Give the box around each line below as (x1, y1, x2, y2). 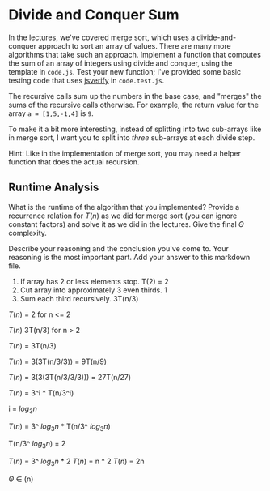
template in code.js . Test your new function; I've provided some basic (8, 66, 241, 76)
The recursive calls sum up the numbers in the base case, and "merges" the (8, 91, 262, 100)
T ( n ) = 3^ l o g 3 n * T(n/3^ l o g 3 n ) (8, 421, 111, 433)
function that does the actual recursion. (8, 156, 140, 167)
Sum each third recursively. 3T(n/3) (19, 293, 139, 303)
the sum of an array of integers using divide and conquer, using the (8, 58, 233, 68)
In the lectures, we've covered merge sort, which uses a (8, 32, 196, 42)
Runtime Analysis (8, 181, 99, 194)
